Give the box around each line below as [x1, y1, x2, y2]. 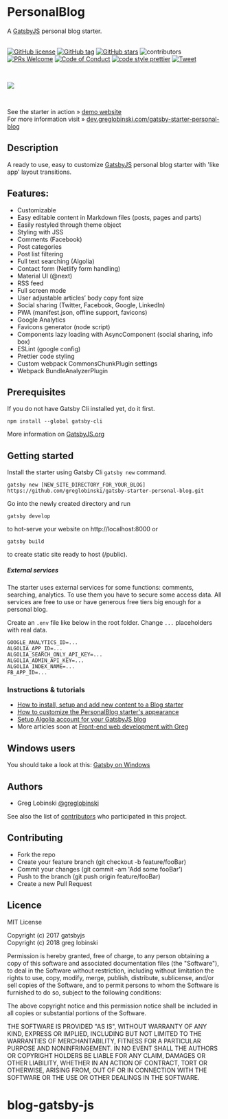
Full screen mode [16, 286, 67, 294]
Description [7, 142, 58, 154]
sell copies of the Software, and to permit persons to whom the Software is [7, 981, 220, 989]
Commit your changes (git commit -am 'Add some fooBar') [16, 865, 183, 873]
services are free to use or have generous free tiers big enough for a [7, 598, 201, 606]
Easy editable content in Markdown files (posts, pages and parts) [16, 213, 202, 221]
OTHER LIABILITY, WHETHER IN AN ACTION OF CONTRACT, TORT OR [7, 1059, 207, 1067]
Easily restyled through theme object [16, 221, 122, 229]
